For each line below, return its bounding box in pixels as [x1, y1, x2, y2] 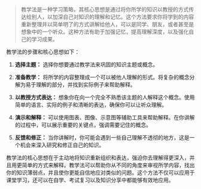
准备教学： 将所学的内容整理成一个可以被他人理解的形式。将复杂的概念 [14, 74, 190, 80]
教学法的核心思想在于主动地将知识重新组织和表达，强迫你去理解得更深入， [6, 154, 190, 161]
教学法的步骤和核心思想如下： [6, 48, 80, 55]
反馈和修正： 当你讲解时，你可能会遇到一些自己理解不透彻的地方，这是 [14, 134, 190, 141]
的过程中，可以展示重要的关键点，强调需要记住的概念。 [14, 122, 151, 128]
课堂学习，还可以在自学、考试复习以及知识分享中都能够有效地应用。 [6, 176, 174, 184]
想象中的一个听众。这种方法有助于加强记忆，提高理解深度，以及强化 [20, 28, 189, 35]
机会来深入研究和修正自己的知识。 [20, 141, 105, 148]
